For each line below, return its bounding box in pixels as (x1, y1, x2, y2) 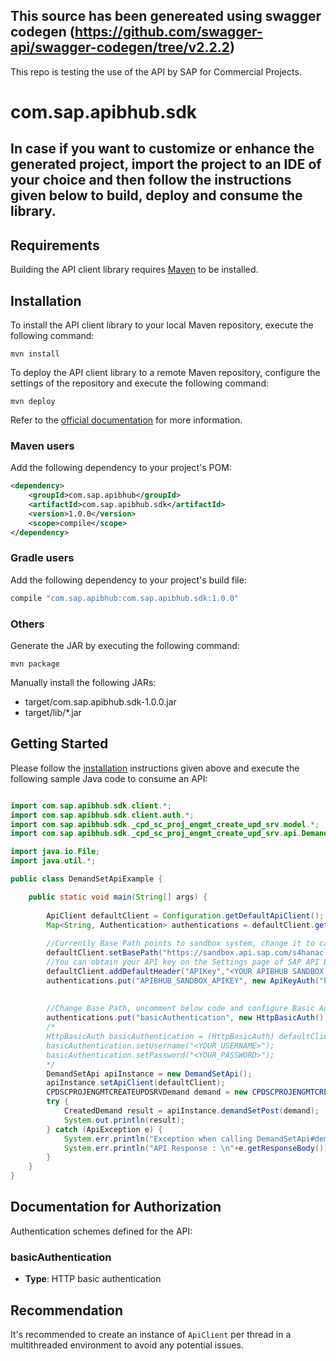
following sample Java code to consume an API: (10, 772, 208, 784)
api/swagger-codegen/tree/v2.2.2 (10, 39, 230, 56)
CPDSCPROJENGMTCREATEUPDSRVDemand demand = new (46, 1087, 248, 1098)
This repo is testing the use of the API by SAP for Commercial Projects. (10, 65, 302, 78)
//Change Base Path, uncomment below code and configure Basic (46, 1004, 315, 1014)
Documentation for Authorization (10, 1199, 222, 1216)
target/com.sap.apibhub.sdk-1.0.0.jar (24, 696, 177, 708)
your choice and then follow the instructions (10, 172, 292, 189)
